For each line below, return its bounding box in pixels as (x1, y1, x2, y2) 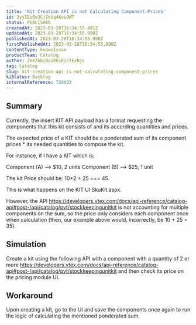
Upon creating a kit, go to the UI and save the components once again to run (6, 306, 191, 313)
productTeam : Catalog (6, 52, 59, 58)
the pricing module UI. (6, 273, 60, 280)
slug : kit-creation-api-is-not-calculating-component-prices (6, 69, 159, 75)
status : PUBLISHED (6, 19, 51, 25)
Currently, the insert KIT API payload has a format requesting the (6, 117, 162, 124)
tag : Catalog (6, 63, 38, 69)
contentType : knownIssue (6, 47, 67, 53)
